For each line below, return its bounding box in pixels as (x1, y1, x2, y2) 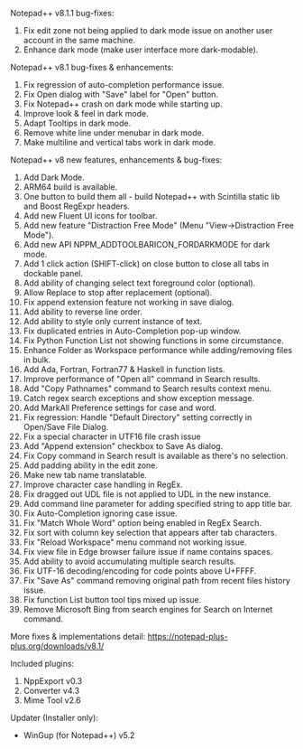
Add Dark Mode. (23, 172, 85, 183)
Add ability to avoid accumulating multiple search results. (23, 556, 237, 566)
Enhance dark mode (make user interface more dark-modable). (23, 44, 259, 55)
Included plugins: (10, 659, 75, 669)
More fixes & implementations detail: (10, 632, 146, 641)
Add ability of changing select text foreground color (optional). (23, 277, 256, 288)
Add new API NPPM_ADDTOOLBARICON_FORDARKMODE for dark (23, 239, 271, 249)
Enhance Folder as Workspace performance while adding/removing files (23, 345, 292, 355)
